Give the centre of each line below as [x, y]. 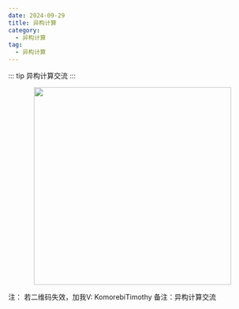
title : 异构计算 [32, 23]
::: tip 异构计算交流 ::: [42, 75]
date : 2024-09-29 [37, 15]
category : [24, 30]
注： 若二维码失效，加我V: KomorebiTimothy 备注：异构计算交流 [112, 297]
